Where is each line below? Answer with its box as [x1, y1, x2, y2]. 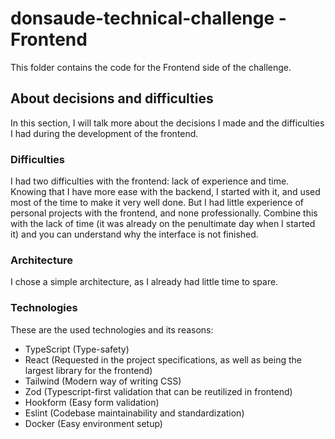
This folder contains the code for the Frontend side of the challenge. [10, 61, 292, 73]
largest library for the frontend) [24, 364, 153, 376]
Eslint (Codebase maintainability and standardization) [24, 407, 245, 419]
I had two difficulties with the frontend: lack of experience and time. [10, 175, 290, 187]
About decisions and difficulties [10, 90, 214, 107]
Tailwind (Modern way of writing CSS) [24, 375, 182, 387]
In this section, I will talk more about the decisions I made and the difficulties [10, 117, 325, 129]
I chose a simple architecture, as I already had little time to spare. [10, 276, 279, 288]
